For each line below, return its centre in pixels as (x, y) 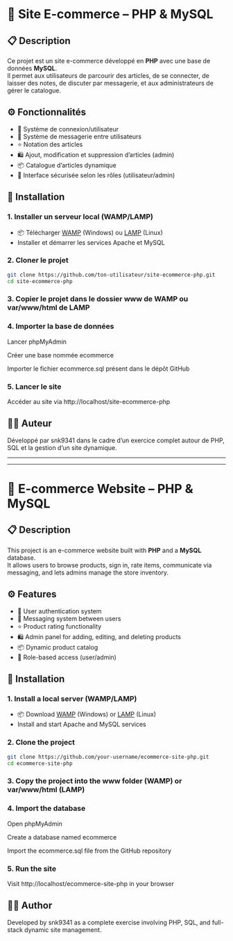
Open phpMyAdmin (35, 823)
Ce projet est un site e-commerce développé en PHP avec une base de (109, 61)
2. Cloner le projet (38, 260)
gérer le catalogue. (34, 90)
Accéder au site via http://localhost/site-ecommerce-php (89, 402)
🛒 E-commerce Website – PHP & (100, 489)
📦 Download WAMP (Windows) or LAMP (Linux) (87, 714)
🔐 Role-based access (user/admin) (67, 657)
